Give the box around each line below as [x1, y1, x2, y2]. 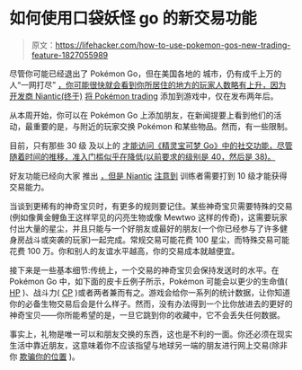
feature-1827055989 [31, 49, 109, 60]
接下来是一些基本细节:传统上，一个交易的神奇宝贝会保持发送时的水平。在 [9, 264, 280, 275]
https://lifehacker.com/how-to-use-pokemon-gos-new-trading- [55, 40, 291, 50]
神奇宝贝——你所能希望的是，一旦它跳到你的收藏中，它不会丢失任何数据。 [9, 309, 285, 320]
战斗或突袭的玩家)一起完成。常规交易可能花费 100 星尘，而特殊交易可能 [24, 234, 290, 245]
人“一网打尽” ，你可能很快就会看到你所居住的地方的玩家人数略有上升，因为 [9, 79, 287, 90]
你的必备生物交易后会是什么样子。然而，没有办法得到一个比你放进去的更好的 [9, 298, 293, 309]
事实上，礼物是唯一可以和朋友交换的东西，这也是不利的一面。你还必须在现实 [9, 329, 293, 339]
